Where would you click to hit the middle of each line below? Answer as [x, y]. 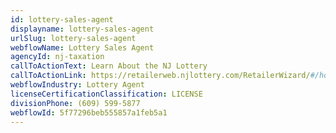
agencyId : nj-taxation [57, 57]
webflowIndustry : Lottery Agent [77, 85]
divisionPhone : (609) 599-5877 [75, 103]
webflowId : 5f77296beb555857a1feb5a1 [89, 112]
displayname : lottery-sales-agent [82, 29]
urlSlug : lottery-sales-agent [73, 38]
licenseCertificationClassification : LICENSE [106, 94]
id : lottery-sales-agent [62, 19]
